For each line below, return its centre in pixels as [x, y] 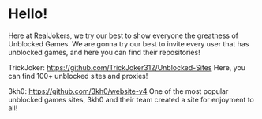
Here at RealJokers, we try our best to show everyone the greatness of [124, 35]
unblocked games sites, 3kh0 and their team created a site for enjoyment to [131, 99]
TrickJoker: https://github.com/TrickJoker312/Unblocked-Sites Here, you [127, 67]
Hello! [28, 14]
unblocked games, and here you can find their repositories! [104, 52]
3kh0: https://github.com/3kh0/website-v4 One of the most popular [118, 91]
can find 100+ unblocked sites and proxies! [78, 76]
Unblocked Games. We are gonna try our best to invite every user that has [129, 43]
